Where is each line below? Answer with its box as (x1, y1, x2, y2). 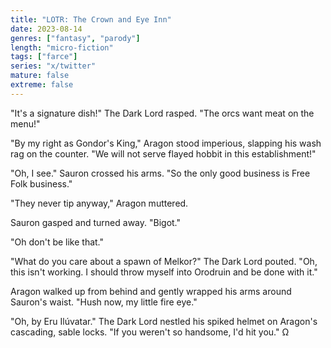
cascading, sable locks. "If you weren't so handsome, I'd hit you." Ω (10, 326, 290, 338)
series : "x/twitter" (10, 61, 97, 71)
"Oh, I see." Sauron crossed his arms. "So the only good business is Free (10, 167, 311, 179)
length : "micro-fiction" (10, 42, 114, 53)
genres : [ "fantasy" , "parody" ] (10, 33, 141, 43)
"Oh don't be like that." (10, 236, 105, 248)
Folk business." (10, 177, 73, 190)
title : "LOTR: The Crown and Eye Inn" (10, 14, 172, 25)
